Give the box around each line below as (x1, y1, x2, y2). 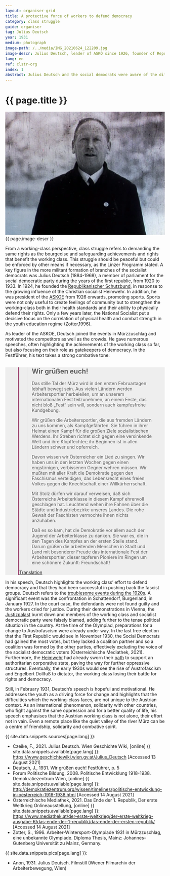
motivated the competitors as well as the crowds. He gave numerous (5, 336, 148, 342)
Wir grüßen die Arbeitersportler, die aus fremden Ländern (31, 417, 152, 423)
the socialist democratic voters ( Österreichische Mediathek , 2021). (5, 649, 144, 656)
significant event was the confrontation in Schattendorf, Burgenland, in (5, 595, 153, 601)
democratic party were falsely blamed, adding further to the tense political (5, 617, 160, 623)
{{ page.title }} (5, 95, 68, 106)
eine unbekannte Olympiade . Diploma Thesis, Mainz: (12, 835, 122, 841)
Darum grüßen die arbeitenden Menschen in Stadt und (31, 544, 146, 550)
